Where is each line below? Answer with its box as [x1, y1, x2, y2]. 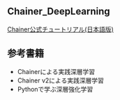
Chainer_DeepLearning [7, 6, 110, 17]
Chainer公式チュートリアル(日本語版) [7, 24, 114, 34]
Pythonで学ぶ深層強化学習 [17, 85, 93, 93]
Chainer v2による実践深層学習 [17, 76, 105, 85]
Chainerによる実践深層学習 [17, 67, 96, 76]
